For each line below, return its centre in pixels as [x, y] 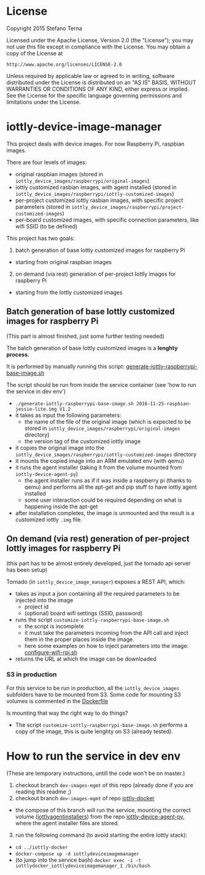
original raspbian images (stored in [59, 174]
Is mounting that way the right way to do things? [67, 713]
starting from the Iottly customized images [69, 292]
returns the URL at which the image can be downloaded [86, 659]
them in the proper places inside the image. [79, 639]
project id [37, 607]
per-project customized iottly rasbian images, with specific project [99, 200]
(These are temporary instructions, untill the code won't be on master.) [96, 773]
